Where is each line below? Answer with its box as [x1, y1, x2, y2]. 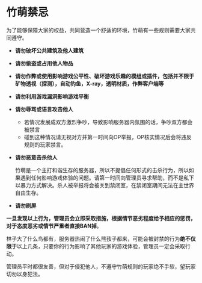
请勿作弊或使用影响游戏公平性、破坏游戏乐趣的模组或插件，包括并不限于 [14, 72, 194, 79]
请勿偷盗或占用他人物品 [14, 60, 73, 67]
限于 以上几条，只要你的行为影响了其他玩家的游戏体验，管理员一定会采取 [6, 242, 185, 250]
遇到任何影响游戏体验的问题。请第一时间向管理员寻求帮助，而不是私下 [20, 174, 194, 181]
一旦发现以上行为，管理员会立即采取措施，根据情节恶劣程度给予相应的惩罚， [6, 214, 196, 222]
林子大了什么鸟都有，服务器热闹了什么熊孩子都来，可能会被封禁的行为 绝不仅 [6, 235, 196, 242]
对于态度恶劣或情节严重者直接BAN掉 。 [6, 222, 102, 229]
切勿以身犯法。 [6, 270, 43, 278]
